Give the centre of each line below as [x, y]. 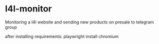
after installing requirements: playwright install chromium [62, 36]
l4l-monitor [28, 9]
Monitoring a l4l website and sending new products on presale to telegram [79, 22]
